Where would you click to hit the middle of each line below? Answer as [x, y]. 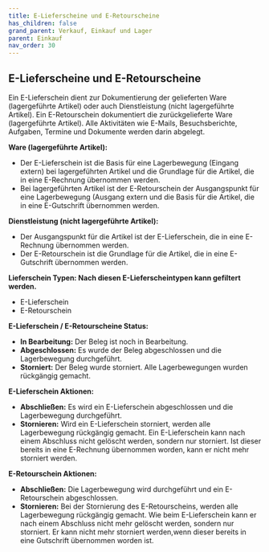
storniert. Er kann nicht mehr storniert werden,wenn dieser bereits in [133, 532]
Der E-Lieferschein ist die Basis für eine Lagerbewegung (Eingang [129, 162]
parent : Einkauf [35, 38]
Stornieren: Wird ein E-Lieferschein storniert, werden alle [115, 423]
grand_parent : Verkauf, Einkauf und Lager [80, 31]
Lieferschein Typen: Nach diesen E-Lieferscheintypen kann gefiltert [124, 277]
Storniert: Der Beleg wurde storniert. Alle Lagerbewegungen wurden [134, 367]
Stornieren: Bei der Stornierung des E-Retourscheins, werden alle [129, 506]
